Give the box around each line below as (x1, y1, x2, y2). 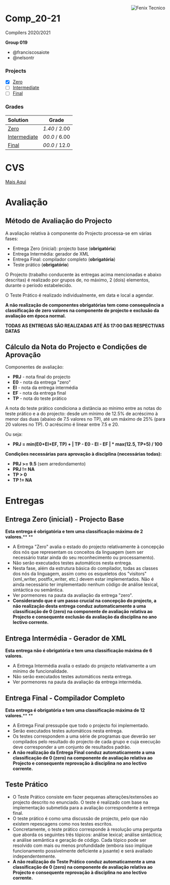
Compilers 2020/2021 (5, 29, 51, 36)
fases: (5, 235, 18, 241)
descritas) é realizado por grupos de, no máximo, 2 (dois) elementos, (5, 277, 150, 283)
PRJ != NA (12, 466, 35, 472)
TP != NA (12, 477, 32, 483)
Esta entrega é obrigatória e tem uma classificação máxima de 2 (5, 528, 143, 534)
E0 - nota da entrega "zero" (12, 379, 71, 386)
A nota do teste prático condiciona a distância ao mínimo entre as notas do (5, 405, 162, 412)
